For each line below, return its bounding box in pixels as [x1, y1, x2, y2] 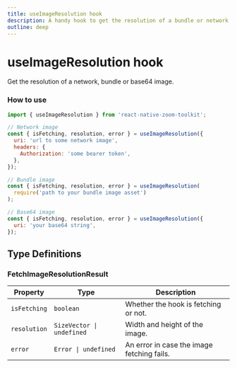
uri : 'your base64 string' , [13, 222, 97, 229]
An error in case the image [125, 340, 213, 350]
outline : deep [7, 23, 49, 30]
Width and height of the [125, 320, 203, 330]
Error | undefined [54, 345, 116, 354]
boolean [54, 305, 80, 313]
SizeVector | [54, 321, 98, 330]
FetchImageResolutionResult [7, 269, 109, 279]
